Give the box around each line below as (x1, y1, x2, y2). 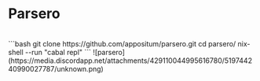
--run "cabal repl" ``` (24, 47, 92, 57)
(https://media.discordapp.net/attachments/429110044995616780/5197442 (8, 56, 253, 65)
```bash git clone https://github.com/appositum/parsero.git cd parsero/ (8, 39, 236, 48)
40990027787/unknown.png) (8, 64, 104, 73)
